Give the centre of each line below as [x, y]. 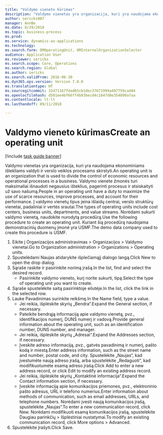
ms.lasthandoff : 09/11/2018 [33, 104]
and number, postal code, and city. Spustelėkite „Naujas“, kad [81, 355]
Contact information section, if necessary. [61, 381]
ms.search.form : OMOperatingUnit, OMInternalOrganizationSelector [73, 50]
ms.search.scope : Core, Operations [41, 64]
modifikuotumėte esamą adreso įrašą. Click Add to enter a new [81, 365]
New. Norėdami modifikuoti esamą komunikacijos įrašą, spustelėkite [87, 412]
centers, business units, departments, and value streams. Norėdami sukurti [80, 212]
